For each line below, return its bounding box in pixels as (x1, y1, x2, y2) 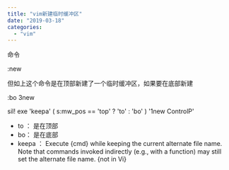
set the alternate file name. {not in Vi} (17, 155, 127, 164)
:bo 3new (7, 93, 35, 102)
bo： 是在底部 (17, 130, 59, 139)
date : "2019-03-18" (7, 17, 65, 24)
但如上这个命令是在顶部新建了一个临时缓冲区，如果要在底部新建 (7, 79, 193, 88)
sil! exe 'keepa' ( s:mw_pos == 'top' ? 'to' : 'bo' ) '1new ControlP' (7, 107, 194, 115)
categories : (7, 23, 42, 30)
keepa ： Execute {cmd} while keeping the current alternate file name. (17, 140, 223, 148)
